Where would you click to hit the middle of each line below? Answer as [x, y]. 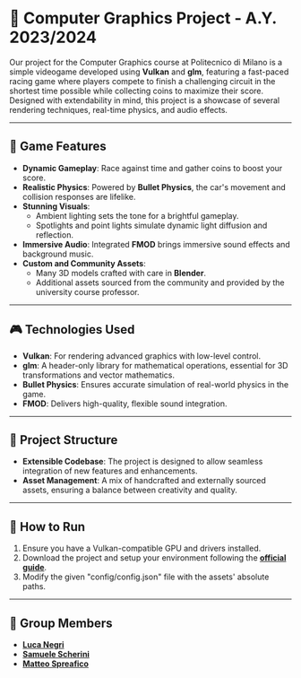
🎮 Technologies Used [72, 330]
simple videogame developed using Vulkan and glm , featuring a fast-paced [149, 72]
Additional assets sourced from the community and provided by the [160, 282]
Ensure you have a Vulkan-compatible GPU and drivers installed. [142, 548]
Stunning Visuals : [56, 206]
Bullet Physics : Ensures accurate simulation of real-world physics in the [155, 384]
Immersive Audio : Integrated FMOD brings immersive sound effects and [156, 244]
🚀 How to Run [47, 527]
